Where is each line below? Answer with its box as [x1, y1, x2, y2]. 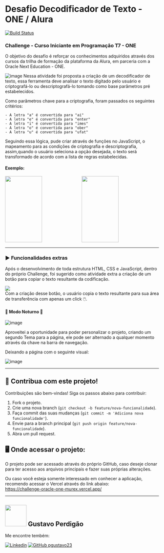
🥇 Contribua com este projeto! [5, 377, 99, 386]
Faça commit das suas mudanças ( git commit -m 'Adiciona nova [12, 410, 144, 416]
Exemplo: [5, 165, 25, 171]
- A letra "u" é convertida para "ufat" [5, 130, 89, 135]
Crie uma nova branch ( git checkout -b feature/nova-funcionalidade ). [12, 405, 157, 410]
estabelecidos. [5, 89, 35, 95]
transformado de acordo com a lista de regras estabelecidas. [5, 154, 128, 160]
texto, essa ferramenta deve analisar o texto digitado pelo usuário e [5, 78, 141, 84]
